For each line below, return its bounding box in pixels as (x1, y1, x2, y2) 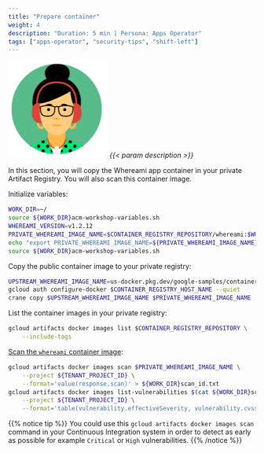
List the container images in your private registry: (8, 308, 167, 318)
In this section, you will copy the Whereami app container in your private (8, 166, 242, 175)
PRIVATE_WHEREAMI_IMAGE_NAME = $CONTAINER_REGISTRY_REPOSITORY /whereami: (8, 230, 247, 238)
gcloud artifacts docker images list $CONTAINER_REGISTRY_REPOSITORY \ (8, 325, 247, 333)
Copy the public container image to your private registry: (8, 261, 192, 271)
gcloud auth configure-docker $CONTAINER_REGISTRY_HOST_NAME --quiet (8, 285, 241, 294)
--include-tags (22, 333, 72, 341)
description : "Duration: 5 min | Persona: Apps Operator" (8, 29, 202, 37)
